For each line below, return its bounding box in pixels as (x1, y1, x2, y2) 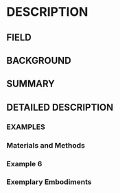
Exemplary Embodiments (6, 177, 92, 187)
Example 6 (6, 159, 43, 168)
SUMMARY (6, 78, 56, 90)
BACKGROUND (6, 54, 71, 66)
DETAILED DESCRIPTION (6, 101, 114, 113)
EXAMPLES (6, 122, 45, 131)
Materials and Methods (6, 140, 86, 150)
